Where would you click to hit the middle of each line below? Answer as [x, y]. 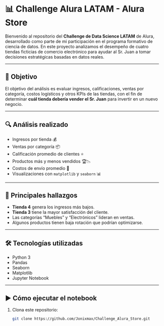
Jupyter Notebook [30, 278]
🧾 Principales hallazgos [41, 195]
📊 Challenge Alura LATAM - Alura [75, 9]
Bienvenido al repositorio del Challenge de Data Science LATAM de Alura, [80, 36]
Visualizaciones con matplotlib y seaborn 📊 [57, 174]
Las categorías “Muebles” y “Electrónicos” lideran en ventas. [73, 218]
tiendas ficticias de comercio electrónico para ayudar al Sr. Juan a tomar [78, 52]
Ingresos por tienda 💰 [34, 139]
